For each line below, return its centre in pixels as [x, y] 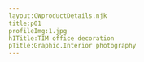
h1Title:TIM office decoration [61, 38]
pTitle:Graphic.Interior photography [72, 46]
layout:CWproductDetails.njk [58, 16]
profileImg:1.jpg [38, 31]
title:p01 [25, 23]
